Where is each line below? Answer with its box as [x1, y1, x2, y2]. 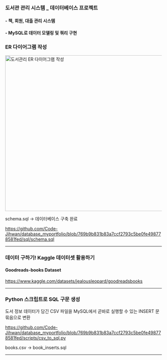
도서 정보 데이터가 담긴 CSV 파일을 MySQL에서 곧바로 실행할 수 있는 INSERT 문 [5, 308, 160, 314]
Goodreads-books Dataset [5, 267, 61, 273]
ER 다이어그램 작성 [5, 44, 47, 51]
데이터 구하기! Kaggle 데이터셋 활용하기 [5, 254, 95, 261]
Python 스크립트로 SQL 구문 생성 [5, 296, 81, 303]
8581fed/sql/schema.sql [5, 236, 55, 242]
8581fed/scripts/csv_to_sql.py [5, 335, 66, 341]
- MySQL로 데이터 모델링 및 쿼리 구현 [5, 30, 77, 36]
